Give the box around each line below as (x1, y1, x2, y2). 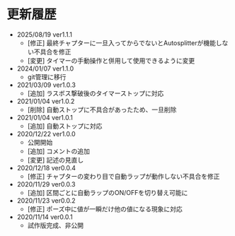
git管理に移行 (27, 72, 67, 81)
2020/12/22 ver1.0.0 (16, 129, 76, 138)
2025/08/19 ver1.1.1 (16, 30, 72, 39)
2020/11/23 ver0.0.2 (16, 196, 76, 205)
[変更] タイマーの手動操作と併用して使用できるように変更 (27, 56, 195, 64)
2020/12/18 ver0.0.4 (16, 163, 76, 172)
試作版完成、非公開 (27, 220, 84, 230)
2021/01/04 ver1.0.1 (16, 113, 74, 122)
